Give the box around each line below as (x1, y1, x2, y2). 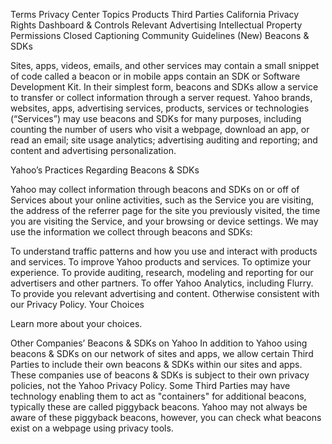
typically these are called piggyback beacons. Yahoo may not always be (10, 401, 308, 413)
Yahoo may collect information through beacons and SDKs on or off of (10, 184, 300, 195)
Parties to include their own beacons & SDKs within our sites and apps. (10, 359, 303, 370)
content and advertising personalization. (10, 145, 177, 156)
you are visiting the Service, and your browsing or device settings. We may (10, 215, 319, 227)
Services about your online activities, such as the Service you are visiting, (10, 194, 315, 206)
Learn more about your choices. (10, 318, 143, 329)
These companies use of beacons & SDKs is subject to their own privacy (10, 369, 310, 381)
